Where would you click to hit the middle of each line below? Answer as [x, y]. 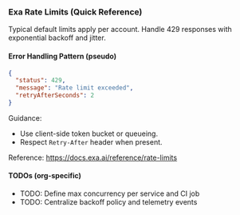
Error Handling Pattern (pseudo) [63, 56]
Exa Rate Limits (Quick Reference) [75, 12]
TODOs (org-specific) [45, 176]
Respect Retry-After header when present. [91, 141]
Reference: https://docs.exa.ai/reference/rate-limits [93, 157]
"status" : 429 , [41, 81]
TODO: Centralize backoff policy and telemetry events [108, 202]
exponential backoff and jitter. [57, 38]
